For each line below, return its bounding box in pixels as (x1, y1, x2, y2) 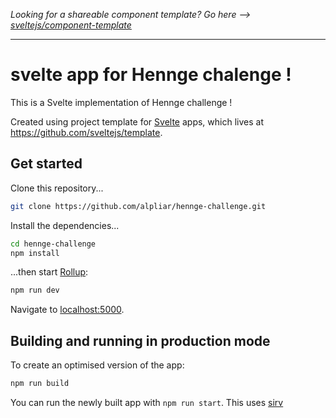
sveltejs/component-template (10, 19, 132, 31)
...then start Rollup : (10, 266, 89, 278)
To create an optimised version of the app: (10, 359, 185, 371)
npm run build (10, 379, 70, 389)
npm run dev (10, 285, 60, 296)
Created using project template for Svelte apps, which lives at (10, 115, 264, 128)
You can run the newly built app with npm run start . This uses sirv (10, 396, 284, 408)
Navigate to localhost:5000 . (10, 304, 125, 316)
